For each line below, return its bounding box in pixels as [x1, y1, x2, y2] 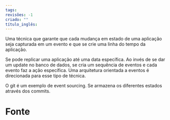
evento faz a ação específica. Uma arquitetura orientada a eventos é [5, 67, 150, 74]
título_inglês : [5, 21, 38, 27]
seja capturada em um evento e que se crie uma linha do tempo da [5, 41, 146, 47]
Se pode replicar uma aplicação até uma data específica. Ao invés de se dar [5, 57, 165, 63]
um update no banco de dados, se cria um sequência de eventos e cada [5, 62, 157, 68]
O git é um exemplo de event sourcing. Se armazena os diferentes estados [5, 83, 162, 89]
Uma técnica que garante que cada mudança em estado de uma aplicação [5, 36, 162, 42]
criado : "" [5, 17, 29, 22]
